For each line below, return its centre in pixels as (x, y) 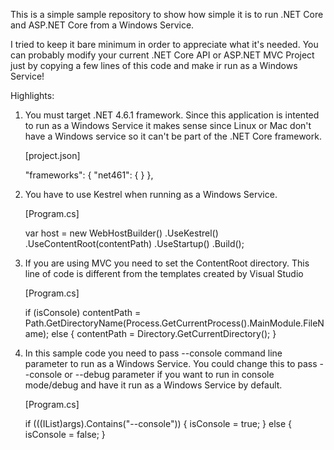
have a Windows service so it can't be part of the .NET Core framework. (173, 136)
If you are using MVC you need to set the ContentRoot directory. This (167, 263)
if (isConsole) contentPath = (83, 312)
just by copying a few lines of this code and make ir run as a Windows (154, 65)
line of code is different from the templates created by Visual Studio (164, 273)
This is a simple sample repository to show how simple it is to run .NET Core (167, 14)
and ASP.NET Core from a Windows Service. (102, 25)
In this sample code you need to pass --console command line (153, 353)
